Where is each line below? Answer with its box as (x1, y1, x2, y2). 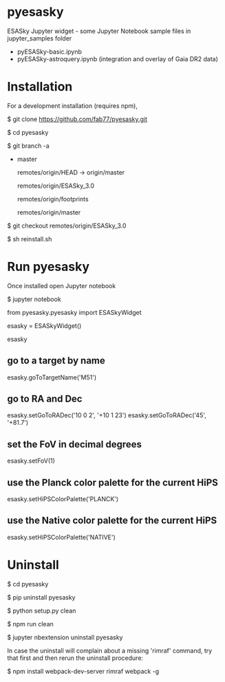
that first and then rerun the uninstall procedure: (7, 654, 143, 662)
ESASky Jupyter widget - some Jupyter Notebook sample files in (7, 27, 191, 35)
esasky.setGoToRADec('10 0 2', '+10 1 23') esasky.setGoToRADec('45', (7, 411, 206, 419)
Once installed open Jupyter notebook (7, 281, 116, 289)
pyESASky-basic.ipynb (17, 47, 83, 56)
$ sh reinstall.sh (7, 234, 52, 243)
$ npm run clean (7, 619, 54, 628)
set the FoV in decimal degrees (7, 438, 142, 450)
